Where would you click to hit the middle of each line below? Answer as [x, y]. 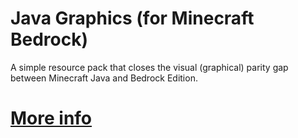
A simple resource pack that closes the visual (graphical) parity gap [149, 67]
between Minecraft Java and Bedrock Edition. [104, 78]
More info [51, 118]
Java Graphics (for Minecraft [132, 18]
